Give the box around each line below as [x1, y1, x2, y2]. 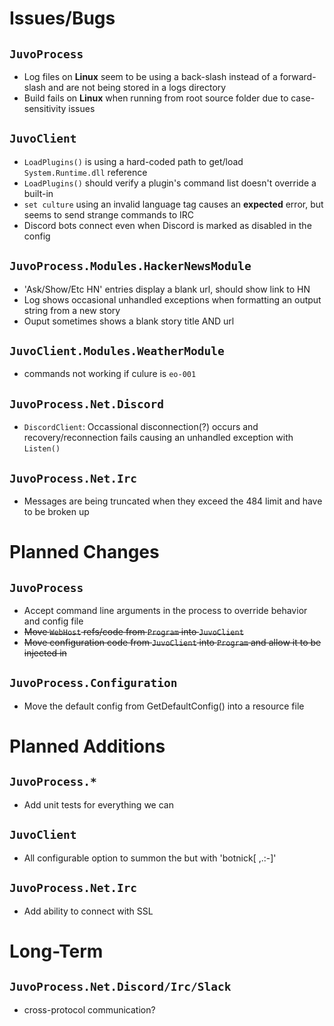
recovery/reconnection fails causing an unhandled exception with [23, 432, 294, 444]
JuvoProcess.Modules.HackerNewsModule [9, 259, 252, 274]
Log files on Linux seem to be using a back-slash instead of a [23, 71, 278, 82]
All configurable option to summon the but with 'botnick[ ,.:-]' [23, 852, 277, 864]
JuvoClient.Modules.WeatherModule [9, 344, 225, 359]
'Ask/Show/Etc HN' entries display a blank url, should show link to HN [23, 283, 311, 295]
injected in [23, 647, 67, 659]
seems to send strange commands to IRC [23, 208, 194, 221]
